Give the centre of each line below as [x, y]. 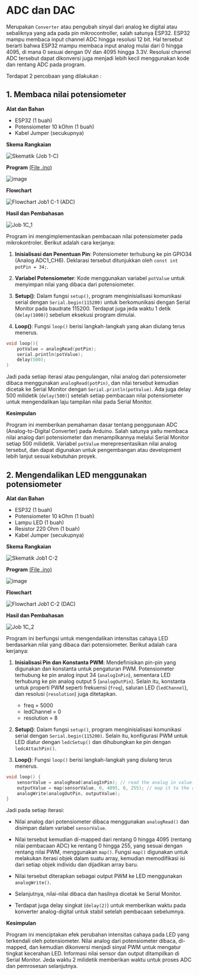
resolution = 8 [41, 718]
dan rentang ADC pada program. [46, 64]
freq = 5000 [38, 705]
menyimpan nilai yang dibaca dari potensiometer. [75, 284]
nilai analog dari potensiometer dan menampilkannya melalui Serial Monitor [98, 437]
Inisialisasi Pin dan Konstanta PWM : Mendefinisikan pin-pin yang [95, 662]
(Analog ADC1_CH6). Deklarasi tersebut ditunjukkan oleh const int [96, 260]
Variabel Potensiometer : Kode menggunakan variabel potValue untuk [100, 278]
